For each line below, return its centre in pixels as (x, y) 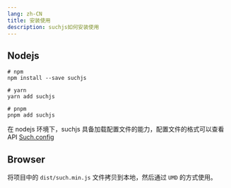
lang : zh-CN (25, 14)
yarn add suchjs (31, 97)
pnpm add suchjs (31, 115)
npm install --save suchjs (47, 78)
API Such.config (31, 137)
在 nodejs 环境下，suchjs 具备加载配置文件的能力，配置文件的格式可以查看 (116, 129)
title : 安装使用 (29, 20)
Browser (26, 159)
